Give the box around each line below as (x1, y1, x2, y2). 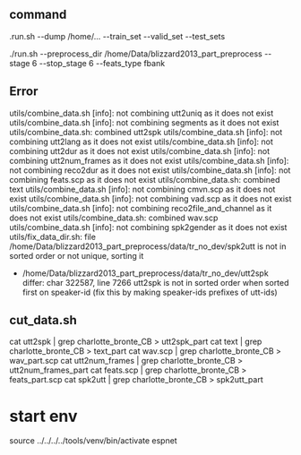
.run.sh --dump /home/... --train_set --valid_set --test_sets (9, 30, 226, 41)
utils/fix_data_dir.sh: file (9, 231, 97, 242)
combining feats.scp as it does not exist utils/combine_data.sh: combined (9, 174, 280, 185)
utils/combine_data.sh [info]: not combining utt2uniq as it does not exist (9, 107, 274, 118)
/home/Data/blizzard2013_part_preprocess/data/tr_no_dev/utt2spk (21, 268, 269, 279)
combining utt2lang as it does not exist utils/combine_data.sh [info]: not (9, 136, 273, 147)
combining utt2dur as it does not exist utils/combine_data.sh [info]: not (9, 145, 271, 156)
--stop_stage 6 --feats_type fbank (39, 57, 166, 68)
